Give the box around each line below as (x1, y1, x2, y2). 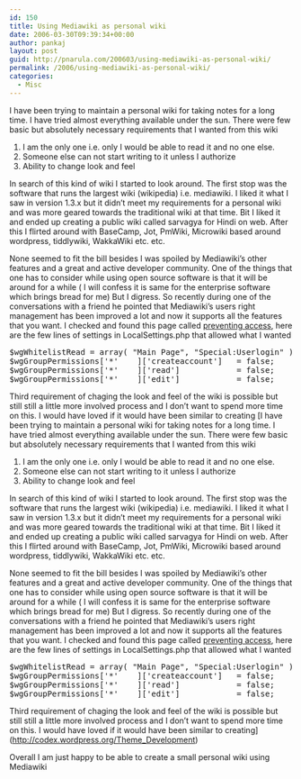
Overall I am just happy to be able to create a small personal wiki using (9, 751, 270, 762)
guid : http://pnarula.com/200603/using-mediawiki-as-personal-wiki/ (9, 55, 271, 64)
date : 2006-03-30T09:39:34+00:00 (9, 30, 135, 39)
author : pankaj (9, 38, 66, 48)
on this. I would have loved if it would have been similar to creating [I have (9, 410, 283, 421)
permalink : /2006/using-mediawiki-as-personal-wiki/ (9, 64, 211, 73)
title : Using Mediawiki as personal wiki (9, 22, 167, 31)
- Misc (17, 80, 42, 89)
